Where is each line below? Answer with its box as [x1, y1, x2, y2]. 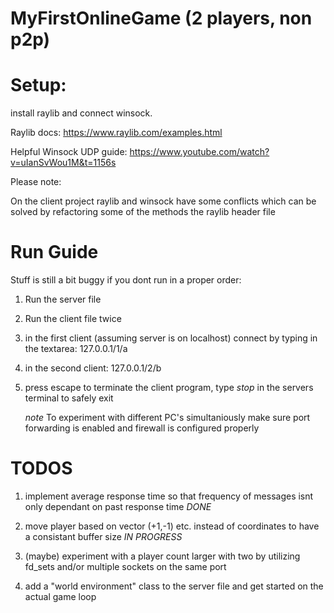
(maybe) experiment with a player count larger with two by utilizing [24, 550, 301, 562]
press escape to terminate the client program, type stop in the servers [24, 382, 314, 394]
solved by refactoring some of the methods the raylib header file [10, 206, 276, 218]
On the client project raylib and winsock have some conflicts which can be [10, 195, 317, 207]
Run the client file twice [24, 313, 122, 325]
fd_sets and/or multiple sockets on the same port [24, 561, 227, 572]
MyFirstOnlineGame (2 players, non [10, 7, 313, 30]
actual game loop [24, 591, 97, 602]
